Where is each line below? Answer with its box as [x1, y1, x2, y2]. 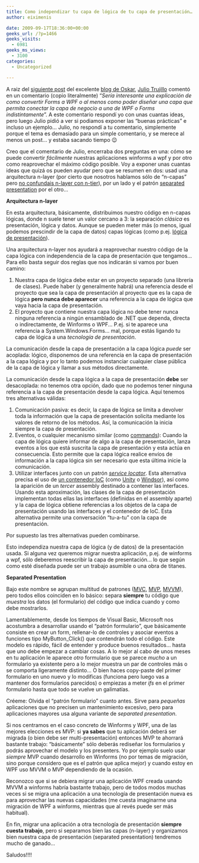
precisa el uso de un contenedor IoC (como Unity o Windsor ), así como [14, 475, 189, 483]
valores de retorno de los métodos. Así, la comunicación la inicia [14, 419, 173, 426]
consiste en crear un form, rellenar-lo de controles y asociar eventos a [6, 629, 178, 636]
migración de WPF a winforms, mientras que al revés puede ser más [6, 803, 173, 810]
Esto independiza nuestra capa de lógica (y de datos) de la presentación [6, 543, 184, 550]
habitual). [6, 809, 30, 816]
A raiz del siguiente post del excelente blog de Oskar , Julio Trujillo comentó [6, 85, 191, 92]
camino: [6, 265, 26, 272]
